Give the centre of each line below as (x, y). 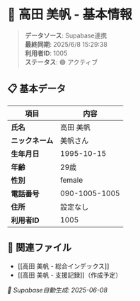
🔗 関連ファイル (40, 248)
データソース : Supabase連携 (66, 35)
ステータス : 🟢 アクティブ (61, 62)
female (71, 180)
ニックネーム (32, 140)
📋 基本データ (37, 89)
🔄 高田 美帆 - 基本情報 (70, 15)
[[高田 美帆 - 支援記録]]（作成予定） (70, 275)
